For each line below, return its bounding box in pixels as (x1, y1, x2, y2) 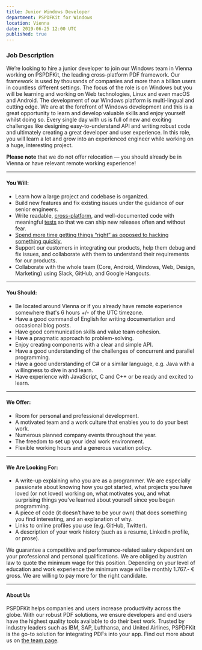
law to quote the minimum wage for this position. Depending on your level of (6, 559, 195, 567)
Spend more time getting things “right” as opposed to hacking (14, 231, 169, 238)
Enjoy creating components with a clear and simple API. (14, 341, 153, 348)
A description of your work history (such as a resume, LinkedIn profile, (14, 528, 190, 535)
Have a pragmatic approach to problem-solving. (14, 334, 134, 341)
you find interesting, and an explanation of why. (14, 516, 133, 523)
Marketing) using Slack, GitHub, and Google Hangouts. (14, 270, 151, 277)
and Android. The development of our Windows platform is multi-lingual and (6, 97, 195, 104)
